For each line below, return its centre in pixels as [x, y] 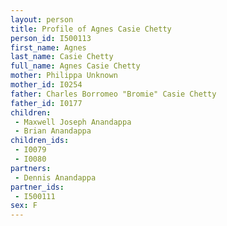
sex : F [24, 206]
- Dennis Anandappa [55, 177]
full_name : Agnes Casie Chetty [75, 66]
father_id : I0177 [46, 103]
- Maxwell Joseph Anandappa [73, 122]
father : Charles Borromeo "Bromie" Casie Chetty [113, 94]
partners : [31, 168]
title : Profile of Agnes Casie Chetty [91, 29]
